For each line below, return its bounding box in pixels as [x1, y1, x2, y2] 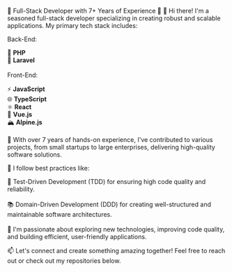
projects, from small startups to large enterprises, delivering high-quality [7, 143, 216, 151]
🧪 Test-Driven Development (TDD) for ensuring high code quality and [7, 178, 206, 185]
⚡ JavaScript [7, 85, 45, 93]
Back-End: [7, 35, 37, 43]
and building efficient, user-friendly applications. [7, 233, 147, 241]
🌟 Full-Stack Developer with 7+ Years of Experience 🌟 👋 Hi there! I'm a [7, 7, 209, 15]
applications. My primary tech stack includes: [7, 22, 138, 29]
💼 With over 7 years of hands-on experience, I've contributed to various [7, 136, 213, 143]
